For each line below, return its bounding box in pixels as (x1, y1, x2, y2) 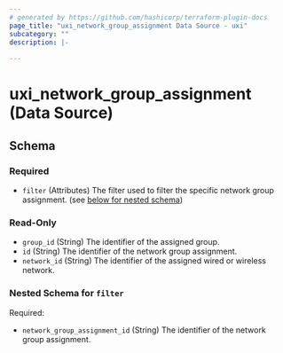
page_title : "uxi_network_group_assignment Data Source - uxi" (9, 21, 248, 30)
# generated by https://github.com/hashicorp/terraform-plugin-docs (9, 12, 268, 22)
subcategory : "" (9, 29, 69, 38)
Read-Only (9, 216, 58, 229)
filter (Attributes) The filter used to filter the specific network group (21, 185, 275, 195)
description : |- (9, 37, 69, 47)
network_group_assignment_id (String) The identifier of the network (21, 325, 266, 335)
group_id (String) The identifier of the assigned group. (21, 237, 220, 247)
